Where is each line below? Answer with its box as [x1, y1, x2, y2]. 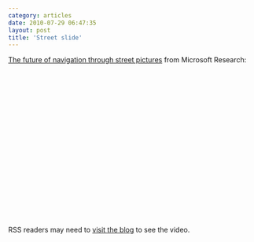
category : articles [8, 11, 72, 20]
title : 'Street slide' [8, 33, 83, 42]
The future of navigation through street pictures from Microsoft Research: [8, 55, 247, 65]
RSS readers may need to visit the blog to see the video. [8, 225, 190, 235]
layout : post [8, 26, 51, 34]
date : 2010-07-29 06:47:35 [8, 19, 97, 27]
